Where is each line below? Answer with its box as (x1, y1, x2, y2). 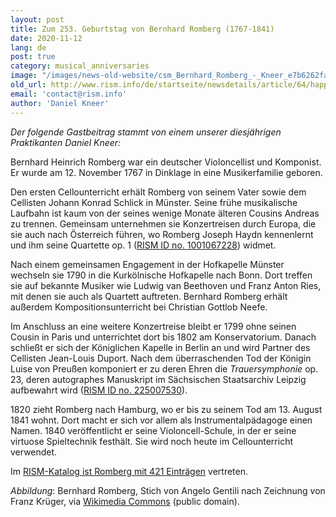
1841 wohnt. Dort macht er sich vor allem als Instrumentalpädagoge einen (10, 414, 313, 426)
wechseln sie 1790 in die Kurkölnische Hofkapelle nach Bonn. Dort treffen (10, 269, 313, 281)
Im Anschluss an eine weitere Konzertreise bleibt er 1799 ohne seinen (10, 320, 297, 332)
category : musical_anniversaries (10, 61, 150, 71)
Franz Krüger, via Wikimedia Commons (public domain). (10, 495, 240, 507)
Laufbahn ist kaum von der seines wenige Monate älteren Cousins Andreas (10, 207, 320, 219)
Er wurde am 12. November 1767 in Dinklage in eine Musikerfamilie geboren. (10, 166, 323, 178)
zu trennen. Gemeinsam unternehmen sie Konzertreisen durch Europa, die (10, 217, 317, 230)
